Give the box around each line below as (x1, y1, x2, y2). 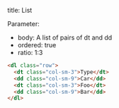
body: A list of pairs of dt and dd (17, 33, 113, 42)
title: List (7, 6, 33, 14)
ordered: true (17, 41, 57, 49)
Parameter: (7, 20, 40, 28)
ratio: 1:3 (17, 49, 43, 56)
